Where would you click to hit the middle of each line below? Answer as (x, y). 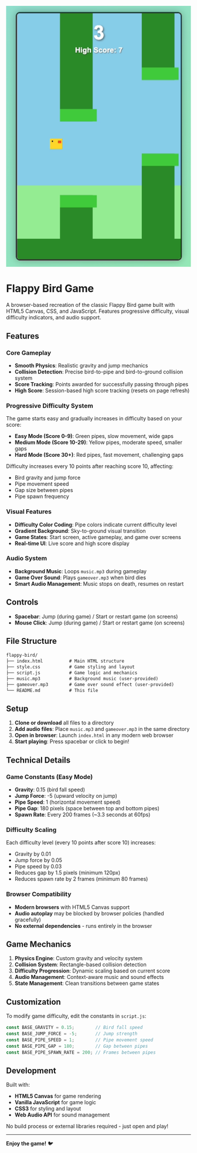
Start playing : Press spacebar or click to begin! (72, 741)
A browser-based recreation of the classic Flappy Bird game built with (91, 305)
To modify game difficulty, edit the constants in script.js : (76, 1016)
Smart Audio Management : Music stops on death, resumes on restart (99, 584)
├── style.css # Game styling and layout (70, 667)
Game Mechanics (39, 944)
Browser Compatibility (39, 894)
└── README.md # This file (52, 691)
